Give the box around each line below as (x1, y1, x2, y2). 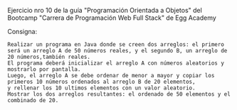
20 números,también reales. (7, 53, 91, 60)
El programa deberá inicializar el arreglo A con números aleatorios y (7, 60, 224, 67)
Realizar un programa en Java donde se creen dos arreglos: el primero (7, 41, 224, 48)
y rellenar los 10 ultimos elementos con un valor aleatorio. (7, 84, 196, 92)
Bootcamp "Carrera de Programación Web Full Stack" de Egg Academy (7, 13, 217, 22)
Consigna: (7, 28, 38, 35)
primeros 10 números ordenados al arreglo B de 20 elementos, (7, 78, 196, 85)
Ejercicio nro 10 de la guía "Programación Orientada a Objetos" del (7, 6, 203, 14)
